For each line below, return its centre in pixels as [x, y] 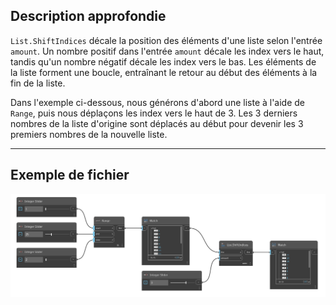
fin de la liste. [38, 83]
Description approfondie [88, 16]
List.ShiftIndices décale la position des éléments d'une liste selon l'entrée [166, 40]
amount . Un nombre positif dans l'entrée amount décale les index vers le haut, [167, 51]
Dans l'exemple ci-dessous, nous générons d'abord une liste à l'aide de [158, 102]
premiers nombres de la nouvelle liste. [89, 134]
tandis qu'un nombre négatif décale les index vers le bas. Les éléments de [163, 61]
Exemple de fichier [70, 175]
